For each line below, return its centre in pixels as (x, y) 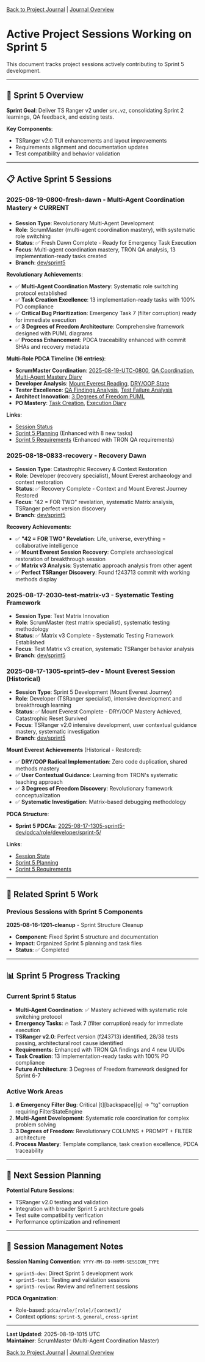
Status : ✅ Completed (42, 950)
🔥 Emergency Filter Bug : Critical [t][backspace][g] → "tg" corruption (102, 1105)
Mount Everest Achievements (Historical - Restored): (74, 750)
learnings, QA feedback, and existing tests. (60, 117)
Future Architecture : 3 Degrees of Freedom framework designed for (101, 1069)
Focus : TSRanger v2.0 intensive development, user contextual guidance (106, 725)
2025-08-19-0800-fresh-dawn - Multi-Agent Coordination (95, 200)
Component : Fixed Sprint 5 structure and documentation (87, 937)
